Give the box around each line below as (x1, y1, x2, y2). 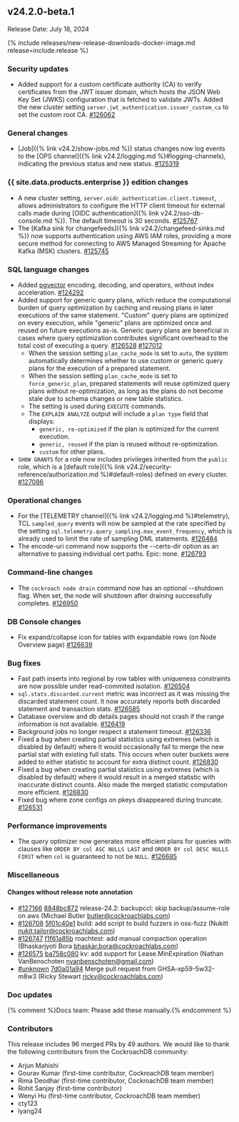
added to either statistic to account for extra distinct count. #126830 (17, 758, 219, 766)
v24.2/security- (126, 463, 173, 471)
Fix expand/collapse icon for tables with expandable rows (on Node (17, 633, 217, 641)
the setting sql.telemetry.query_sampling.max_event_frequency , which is (17, 527, 233, 536)
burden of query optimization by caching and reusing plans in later (17, 303, 214, 312)
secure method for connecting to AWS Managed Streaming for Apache (17, 239, 226, 248)
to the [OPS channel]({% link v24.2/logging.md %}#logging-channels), (17, 152, 226, 160)
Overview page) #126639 (17, 640, 93, 648)
